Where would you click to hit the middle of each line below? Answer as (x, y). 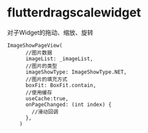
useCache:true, (47, 98)
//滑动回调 (45, 112)
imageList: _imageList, (59, 59)
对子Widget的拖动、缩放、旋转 (50, 32)
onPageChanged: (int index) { (68, 104)
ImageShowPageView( (35, 45)
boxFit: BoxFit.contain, (61, 85)
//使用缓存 (39, 93)
